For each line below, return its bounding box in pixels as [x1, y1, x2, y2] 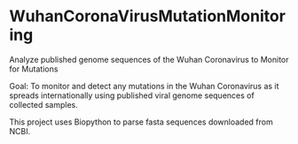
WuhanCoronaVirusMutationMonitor [9, 6, 286, 27]
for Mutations [9, 64, 59, 74]
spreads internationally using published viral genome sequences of [9, 90, 255, 101]
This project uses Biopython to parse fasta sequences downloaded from [9, 117, 273, 127]
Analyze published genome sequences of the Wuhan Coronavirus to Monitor [9, 54, 289, 64]
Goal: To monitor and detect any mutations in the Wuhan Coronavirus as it [9, 80, 279, 91]
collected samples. [9, 99, 78, 110]
